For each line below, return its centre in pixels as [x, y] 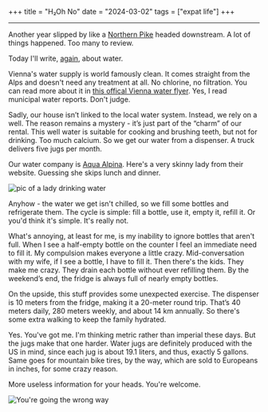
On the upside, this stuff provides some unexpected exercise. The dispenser [134, 294]
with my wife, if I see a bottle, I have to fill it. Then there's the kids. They [126, 261]
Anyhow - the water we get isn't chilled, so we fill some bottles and [118, 204]
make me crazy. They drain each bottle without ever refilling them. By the [129, 270]
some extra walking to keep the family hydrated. [87, 319]
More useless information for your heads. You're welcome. [104, 384]
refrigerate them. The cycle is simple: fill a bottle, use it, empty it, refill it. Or [132, 212]
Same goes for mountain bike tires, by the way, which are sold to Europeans [133, 360]
